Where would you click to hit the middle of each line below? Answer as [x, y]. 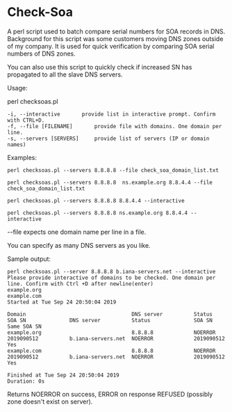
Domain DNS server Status [110, 314]
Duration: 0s [26, 381]
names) [17, 144]
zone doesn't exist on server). [50, 402]
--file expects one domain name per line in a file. [77, 232]
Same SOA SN [24, 326]
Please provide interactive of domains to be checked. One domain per [111, 278]
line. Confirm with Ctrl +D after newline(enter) [81, 284]
